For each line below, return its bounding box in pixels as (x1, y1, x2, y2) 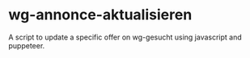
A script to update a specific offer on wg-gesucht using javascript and (8, 32, 243, 42)
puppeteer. (8, 40, 45, 50)
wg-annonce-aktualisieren (8, 6, 193, 24)
